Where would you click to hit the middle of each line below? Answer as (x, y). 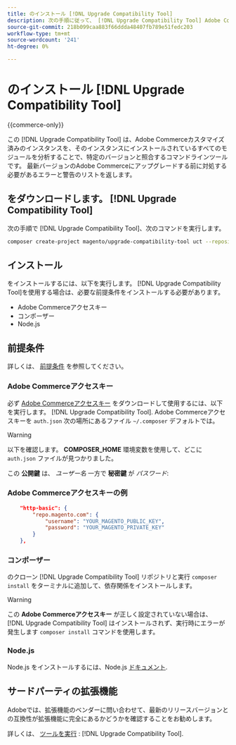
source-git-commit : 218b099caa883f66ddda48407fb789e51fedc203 (100, 27)
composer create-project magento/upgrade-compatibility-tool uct (105, 241)
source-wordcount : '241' (44, 40)
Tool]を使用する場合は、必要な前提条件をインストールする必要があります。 (116, 293)
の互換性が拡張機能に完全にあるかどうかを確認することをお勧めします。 (112, 718)
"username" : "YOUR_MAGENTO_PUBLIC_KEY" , (105, 521)
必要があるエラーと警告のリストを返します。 (72, 174)
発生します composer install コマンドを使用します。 (83, 632)
